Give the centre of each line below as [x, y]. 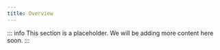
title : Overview [30, 13]
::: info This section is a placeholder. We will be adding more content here [110, 33]
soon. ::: [18, 40]
